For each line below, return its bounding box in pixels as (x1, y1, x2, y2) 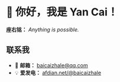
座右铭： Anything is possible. (6, 26, 79, 33)
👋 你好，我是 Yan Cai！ (6, 5, 118, 19)
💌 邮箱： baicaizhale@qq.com (14, 61, 88, 68)
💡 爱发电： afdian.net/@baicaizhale (14, 69, 102, 76)
